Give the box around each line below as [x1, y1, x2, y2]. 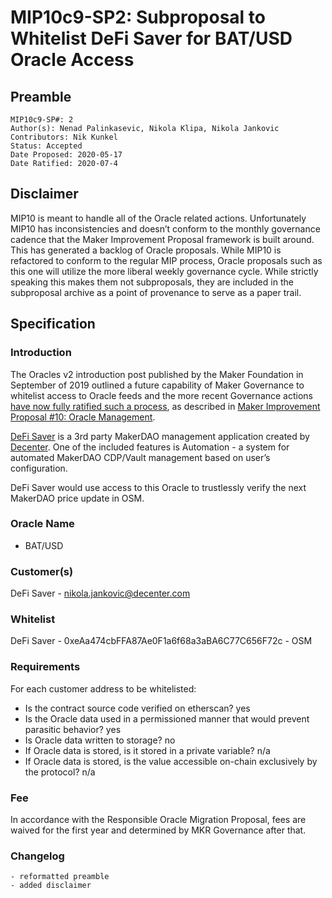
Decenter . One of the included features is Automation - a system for [10, 441, 290, 453]
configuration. [10, 462, 68, 474]
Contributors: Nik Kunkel [10, 132, 118, 142]
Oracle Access [10, 49, 135, 71]
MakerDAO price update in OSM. [10, 492, 145, 504]
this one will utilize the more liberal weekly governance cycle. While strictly [10, 265, 319, 277]
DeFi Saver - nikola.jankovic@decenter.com [10, 587, 191, 600]
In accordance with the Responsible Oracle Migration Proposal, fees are [10, 813, 307, 825]
